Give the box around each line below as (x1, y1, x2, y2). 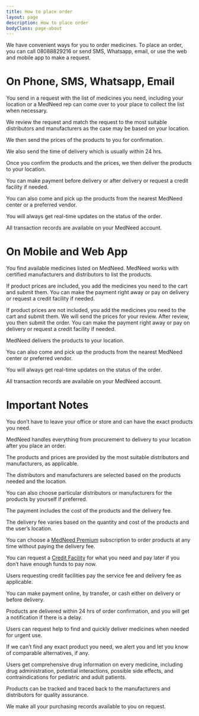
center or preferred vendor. (6, 355, 73, 362)
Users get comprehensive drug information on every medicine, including (6, 661, 183, 668)
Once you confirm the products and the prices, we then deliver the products (6, 160, 192, 167)
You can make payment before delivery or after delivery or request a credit (6, 177, 188, 184)
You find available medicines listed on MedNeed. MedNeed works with (6, 265, 179, 272)
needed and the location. (6, 478, 67, 485)
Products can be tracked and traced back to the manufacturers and (6, 685, 171, 692)
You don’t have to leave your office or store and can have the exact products (6, 418, 193, 425)
